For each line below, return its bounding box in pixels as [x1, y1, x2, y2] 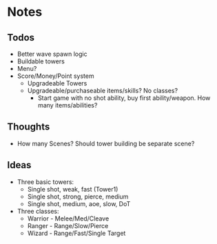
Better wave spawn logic [17, 50, 87, 58]
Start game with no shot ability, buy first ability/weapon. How [37, 94, 211, 102]
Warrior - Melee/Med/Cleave [27, 214, 110, 223]
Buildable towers [17, 57, 65, 65]
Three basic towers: [17, 177, 74, 186]
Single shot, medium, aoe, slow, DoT [27, 199, 131, 207]
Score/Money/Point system [17, 72, 94, 80]
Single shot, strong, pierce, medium [27, 192, 129, 201]
